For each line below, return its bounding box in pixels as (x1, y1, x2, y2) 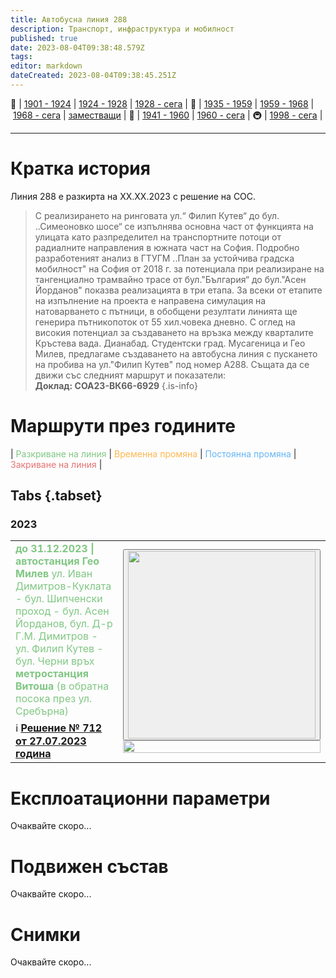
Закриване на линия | (10, 458, 103, 470)
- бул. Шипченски (15, 592, 103, 606)
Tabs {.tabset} (10, 487, 103, 505)
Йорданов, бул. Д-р (15, 617, 113, 631)
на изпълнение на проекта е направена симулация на (34, 294, 267, 306)
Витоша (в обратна (15, 679, 110, 693)
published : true (10, 33, 78, 43)
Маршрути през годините (10, 415, 236, 437)
